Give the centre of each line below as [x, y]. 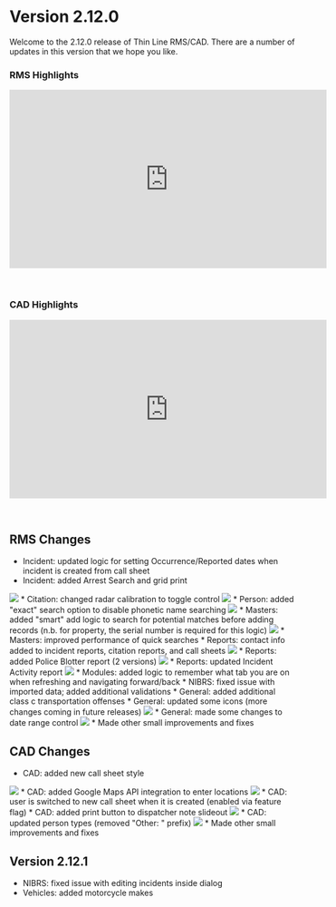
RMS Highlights [44, 74]
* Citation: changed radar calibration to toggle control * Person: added [157, 600]
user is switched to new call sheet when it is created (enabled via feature [145, 802]
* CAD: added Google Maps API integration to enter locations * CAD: [154, 792]
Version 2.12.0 [64, 17]
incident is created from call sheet [86, 571]
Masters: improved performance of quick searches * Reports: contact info [147, 640]
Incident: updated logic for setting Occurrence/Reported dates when [150, 561]
